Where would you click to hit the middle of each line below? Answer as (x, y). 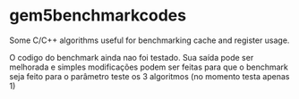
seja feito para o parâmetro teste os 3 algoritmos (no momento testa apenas (149, 76)
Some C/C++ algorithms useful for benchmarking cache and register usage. (149, 40)
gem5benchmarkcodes (98, 16)
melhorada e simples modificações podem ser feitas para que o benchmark (149, 67)
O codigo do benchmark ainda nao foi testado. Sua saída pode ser (132, 57)
